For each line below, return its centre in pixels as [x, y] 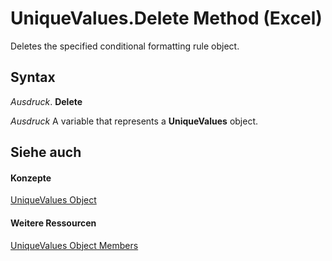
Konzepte [31, 178]
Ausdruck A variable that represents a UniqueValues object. [134, 121]
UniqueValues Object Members [74, 245]
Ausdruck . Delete [46, 101]
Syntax [33, 77]
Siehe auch [46, 152]
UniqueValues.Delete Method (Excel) [166, 18]
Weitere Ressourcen [53, 223]
